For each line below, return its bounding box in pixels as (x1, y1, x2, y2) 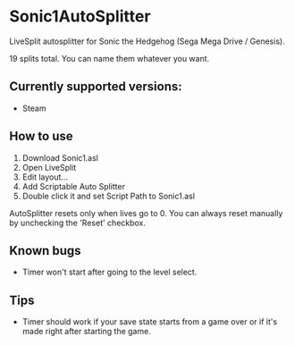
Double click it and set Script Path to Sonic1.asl (21, 190, 195, 201)
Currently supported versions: (9, 79, 183, 95)
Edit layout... (21, 172, 69, 182)
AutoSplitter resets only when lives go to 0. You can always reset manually (9, 207, 283, 218)
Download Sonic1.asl (21, 152, 98, 163)
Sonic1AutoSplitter (9, 6, 151, 27)
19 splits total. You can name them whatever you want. (9, 53, 210, 63)
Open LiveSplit (21, 162, 77, 172)
